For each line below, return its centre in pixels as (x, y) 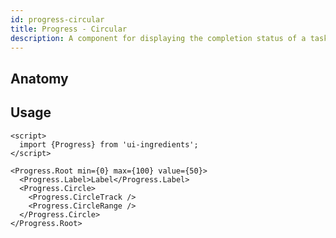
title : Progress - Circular (69, 29)
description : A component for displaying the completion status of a (158, 38)
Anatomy (39, 78)
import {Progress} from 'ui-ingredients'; (109, 144)
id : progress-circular (57, 19)
